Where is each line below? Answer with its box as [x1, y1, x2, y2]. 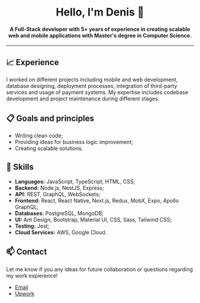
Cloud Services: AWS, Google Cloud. [14, 228, 107, 235]
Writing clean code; [14, 132, 63, 139]
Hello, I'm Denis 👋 [55, 5, 145, 19]
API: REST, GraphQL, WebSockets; [14, 191, 101, 198]
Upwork [14, 290, 35, 297]
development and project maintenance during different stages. [6, 95, 160, 102]
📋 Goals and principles [6, 113, 94, 123]
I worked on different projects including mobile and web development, [6, 76, 178, 83]
